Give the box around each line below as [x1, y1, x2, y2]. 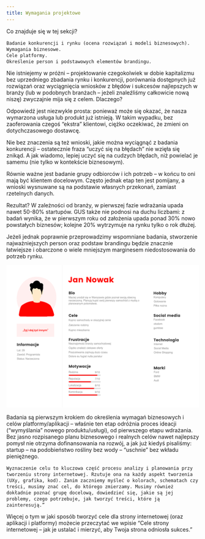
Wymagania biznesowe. [6, 46, 62, 52]
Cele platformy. [6, 52, 48, 58]
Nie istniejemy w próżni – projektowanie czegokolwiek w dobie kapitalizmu [6, 69, 195, 77]
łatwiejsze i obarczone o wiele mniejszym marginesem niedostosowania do [6, 246, 196, 253]
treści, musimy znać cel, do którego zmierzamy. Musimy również [6, 483, 174, 490]
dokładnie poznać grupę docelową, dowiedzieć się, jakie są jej [6, 489, 174, 496]
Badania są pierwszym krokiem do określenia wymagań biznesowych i [6, 413, 184, 421]
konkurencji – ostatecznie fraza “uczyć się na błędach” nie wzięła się [6, 145, 180, 153]
